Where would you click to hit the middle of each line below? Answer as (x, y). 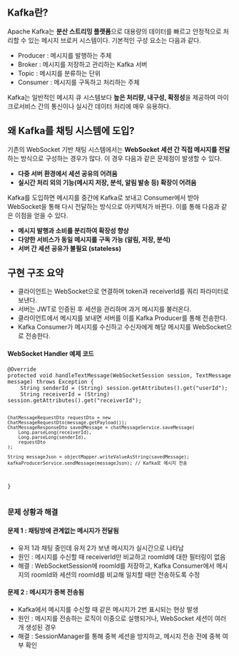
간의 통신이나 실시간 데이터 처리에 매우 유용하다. (105, 106)
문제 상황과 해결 (33, 512)
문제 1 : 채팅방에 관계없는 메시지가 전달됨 (63, 531)
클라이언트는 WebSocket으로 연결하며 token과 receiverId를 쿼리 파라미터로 (123, 292)
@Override (22, 369)
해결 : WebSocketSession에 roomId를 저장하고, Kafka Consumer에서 (116, 565)
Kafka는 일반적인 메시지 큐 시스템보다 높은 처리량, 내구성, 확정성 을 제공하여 (112, 97)
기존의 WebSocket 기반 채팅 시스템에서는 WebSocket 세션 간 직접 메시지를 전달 (119, 149)
